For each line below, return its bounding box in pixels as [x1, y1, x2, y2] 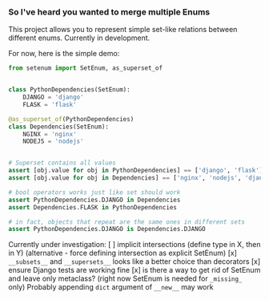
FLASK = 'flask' [22, 100, 78, 108]
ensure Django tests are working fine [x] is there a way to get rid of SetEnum [8, 266, 261, 275]
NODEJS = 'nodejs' [22, 137, 84, 146]
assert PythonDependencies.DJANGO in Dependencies [8, 196, 181, 204]
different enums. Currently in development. [8, 33, 151, 43]
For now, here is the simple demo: [8, 49, 120, 59]
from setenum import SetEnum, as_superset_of [8, 64, 163, 72]
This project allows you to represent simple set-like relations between [8, 25, 238, 34]
